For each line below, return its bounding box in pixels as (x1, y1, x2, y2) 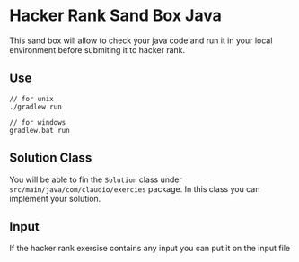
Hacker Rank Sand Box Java (9, 5, 223, 26)
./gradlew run (9, 102, 63, 111)
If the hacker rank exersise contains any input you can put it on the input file (9, 243, 290, 254)
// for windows (9, 118, 66, 127)
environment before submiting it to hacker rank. (9, 44, 186, 55)
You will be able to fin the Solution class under (9, 174, 182, 185)
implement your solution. (9, 193, 101, 204)
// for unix (9, 94, 54, 103)
